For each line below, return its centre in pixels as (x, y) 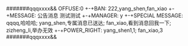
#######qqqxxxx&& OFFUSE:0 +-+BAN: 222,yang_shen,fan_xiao (87, 9)
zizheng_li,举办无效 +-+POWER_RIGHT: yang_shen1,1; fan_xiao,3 (85, 30)
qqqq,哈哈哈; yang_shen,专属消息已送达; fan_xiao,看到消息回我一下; (89, 23)
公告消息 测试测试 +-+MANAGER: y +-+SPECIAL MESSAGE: (110, 15)
